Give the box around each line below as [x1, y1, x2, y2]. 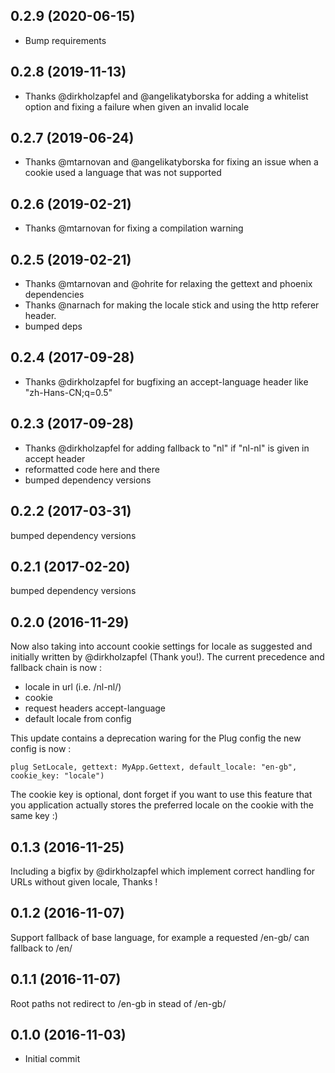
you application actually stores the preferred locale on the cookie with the [10, 799, 314, 811]
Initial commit [24, 1053, 81, 1065]
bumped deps [24, 320, 83, 333]
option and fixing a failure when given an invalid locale [24, 100, 250, 113]
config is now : [10, 743, 72, 755]
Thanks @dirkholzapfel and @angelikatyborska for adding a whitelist [24, 90, 309, 102]
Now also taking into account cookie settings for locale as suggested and [10, 640, 313, 653]
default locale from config [24, 713, 132, 725]
